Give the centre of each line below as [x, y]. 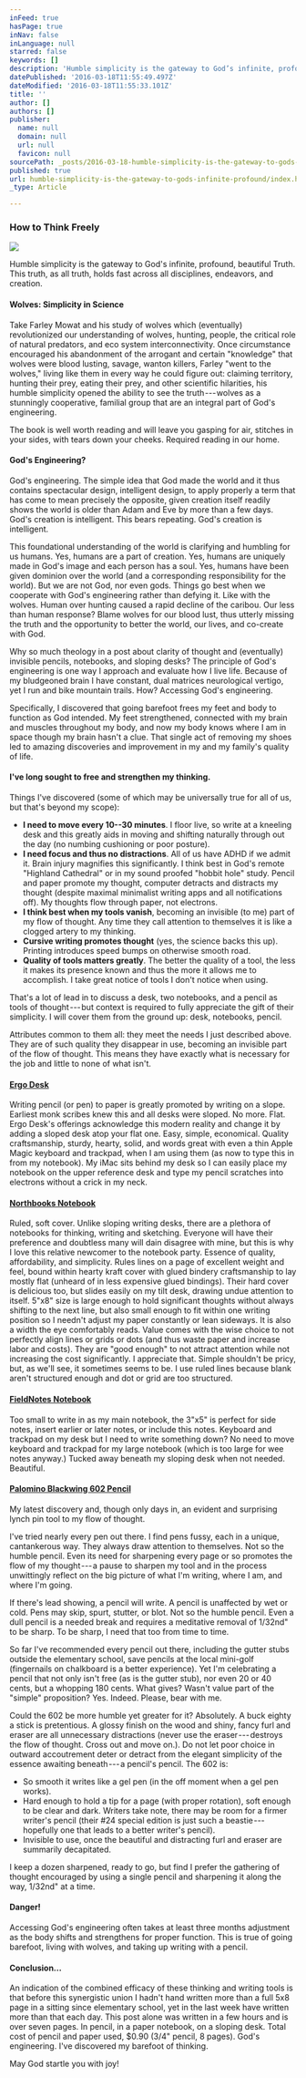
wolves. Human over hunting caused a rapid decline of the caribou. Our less [152, 605]
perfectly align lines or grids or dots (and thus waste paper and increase [145, 1339]
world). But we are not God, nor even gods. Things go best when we [138, 585]
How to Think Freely [55, 227]
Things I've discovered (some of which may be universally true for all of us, [151, 798]
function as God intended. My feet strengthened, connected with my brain [148, 718]
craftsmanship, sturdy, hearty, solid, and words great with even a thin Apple [151, 1143]
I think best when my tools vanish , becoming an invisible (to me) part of [158, 912]
